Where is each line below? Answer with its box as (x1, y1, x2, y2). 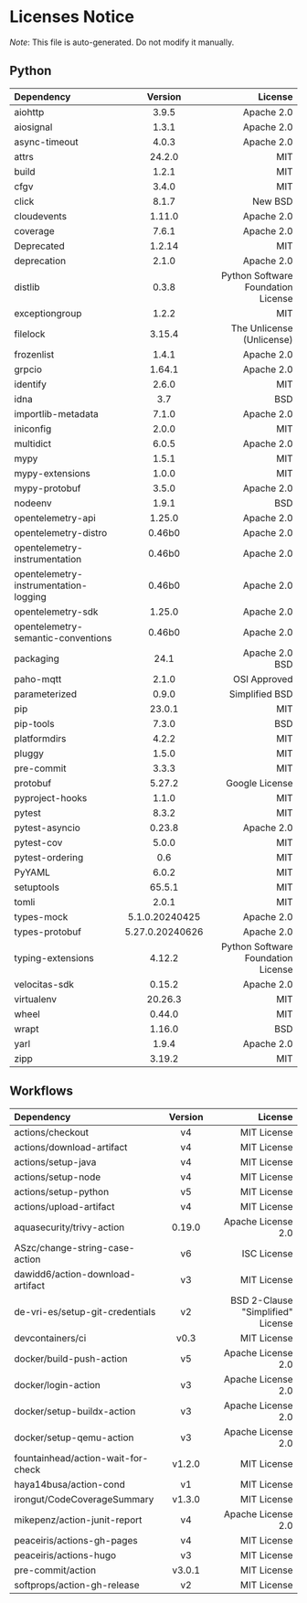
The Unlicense (230, 322, 293, 335)
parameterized (14, 688, 78, 700)
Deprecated (14, 240, 66, 252)
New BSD (252, 195, 293, 208)
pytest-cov (14, 836, 63, 849)
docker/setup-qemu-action (14, 1431, 134, 1444)
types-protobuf (14, 925, 82, 938)
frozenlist (14, 347, 55, 360)
